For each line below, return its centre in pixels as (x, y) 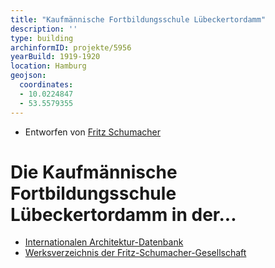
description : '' (44, 29)
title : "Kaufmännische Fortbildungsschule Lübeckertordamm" (138, 19)
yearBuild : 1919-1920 (55, 57)
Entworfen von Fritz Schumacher (92, 132)
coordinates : (46, 85)
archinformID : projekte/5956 (71, 47)
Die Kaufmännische (94, 172)
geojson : (28, 76)
